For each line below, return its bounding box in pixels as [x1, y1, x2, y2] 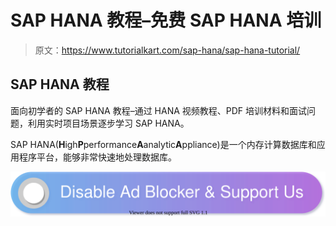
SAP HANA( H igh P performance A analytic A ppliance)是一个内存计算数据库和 [10, 138, 317, 150]
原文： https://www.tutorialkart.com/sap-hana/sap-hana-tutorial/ [34, 44, 301, 56]
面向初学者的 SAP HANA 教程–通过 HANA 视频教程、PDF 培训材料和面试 [10, 104, 308, 116]
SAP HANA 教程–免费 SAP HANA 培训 [10, 9, 322, 32]
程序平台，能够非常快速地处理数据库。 [18, 151, 177, 163]
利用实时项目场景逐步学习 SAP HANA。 [27, 117, 190, 129]
